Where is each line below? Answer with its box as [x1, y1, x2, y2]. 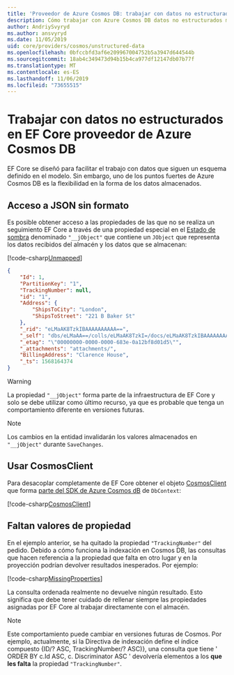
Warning [7, 378, 31, 385]
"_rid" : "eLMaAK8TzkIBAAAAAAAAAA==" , [19, 325, 130, 332]
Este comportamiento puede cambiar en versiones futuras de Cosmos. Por [7, 630, 222, 638]
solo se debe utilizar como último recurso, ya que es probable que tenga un [7, 399, 224, 406]
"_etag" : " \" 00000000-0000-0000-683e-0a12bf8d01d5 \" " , [19, 339, 182, 346]
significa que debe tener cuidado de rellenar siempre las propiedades [7, 595, 207, 604]
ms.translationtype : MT [7, 62, 77, 69]
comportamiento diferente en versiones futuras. [7, 406, 145, 414]
